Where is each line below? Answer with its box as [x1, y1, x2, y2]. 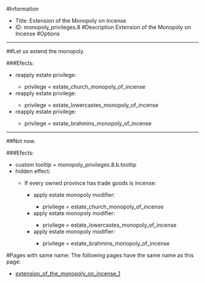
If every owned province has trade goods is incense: [24, 180, 157, 186]
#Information [6, 6, 39, 12]
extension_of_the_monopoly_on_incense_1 [15, 270, 121, 277]
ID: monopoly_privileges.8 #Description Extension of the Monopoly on [15, 24, 191, 31]
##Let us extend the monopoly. [6, 48, 85, 54]
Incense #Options [15, 30, 60, 37]
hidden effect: [15, 167, 51, 175]
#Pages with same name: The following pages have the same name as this [6, 252, 194, 259]
